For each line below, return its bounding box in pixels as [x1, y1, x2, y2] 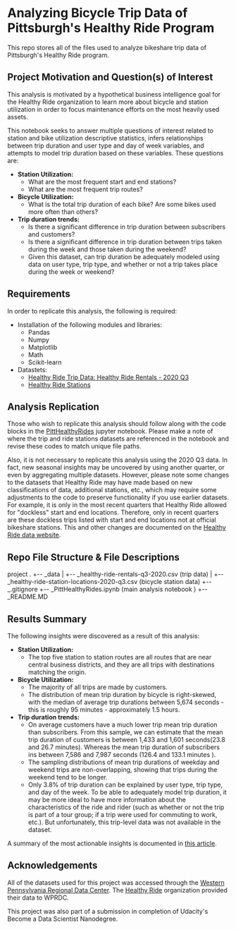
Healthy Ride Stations [27, 380, 91, 389]
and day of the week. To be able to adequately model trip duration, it [27, 788, 227, 796]
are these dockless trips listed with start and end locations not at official [7, 515, 216, 524]
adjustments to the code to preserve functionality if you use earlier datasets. [7, 493, 229, 502]
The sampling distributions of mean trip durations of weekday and [27, 758, 220, 766]
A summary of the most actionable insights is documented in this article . [7, 839, 217, 847]
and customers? [27, 229, 75, 238]
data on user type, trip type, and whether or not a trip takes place [27, 260, 218, 268]
